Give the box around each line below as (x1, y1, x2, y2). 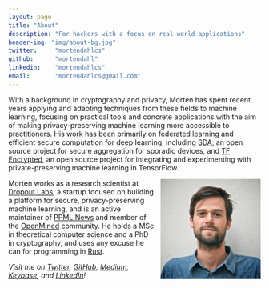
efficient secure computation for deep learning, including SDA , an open (8, 137, 243, 147)
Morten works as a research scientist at (8, 178, 139, 188)
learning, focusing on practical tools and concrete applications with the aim (8, 112, 257, 122)
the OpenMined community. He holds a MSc (8, 221, 155, 230)
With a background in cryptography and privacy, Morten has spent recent (8, 94, 251, 104)
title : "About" (8, 21, 59, 30)
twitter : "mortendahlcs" (8, 46, 106, 55)
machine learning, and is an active (8, 204, 122, 214)
